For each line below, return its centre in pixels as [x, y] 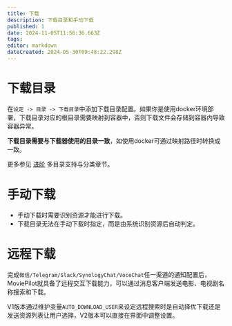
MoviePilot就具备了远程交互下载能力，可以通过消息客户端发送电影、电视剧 [113, 283]
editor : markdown [32, 46]
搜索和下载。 [31, 291]
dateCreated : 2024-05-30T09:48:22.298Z [65, 52]
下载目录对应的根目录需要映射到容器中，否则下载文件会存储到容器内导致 [122, 117]
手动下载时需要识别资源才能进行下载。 [71, 215]
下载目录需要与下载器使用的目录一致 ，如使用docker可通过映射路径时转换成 [114, 141]
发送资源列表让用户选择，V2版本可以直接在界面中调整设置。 [93, 315]
